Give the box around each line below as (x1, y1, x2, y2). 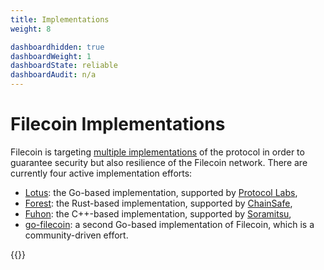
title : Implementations (10, 14, 110, 25)
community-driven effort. (24, 229, 129, 241)
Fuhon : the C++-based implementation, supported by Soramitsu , (24, 207, 292, 220)
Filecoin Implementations (10, 113, 226, 136)
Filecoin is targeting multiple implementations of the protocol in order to (10, 146, 305, 158)
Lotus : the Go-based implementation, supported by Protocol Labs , (24, 186, 298, 198)
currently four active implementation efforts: (10, 167, 193, 179)
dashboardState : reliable (10, 61, 118, 71)
